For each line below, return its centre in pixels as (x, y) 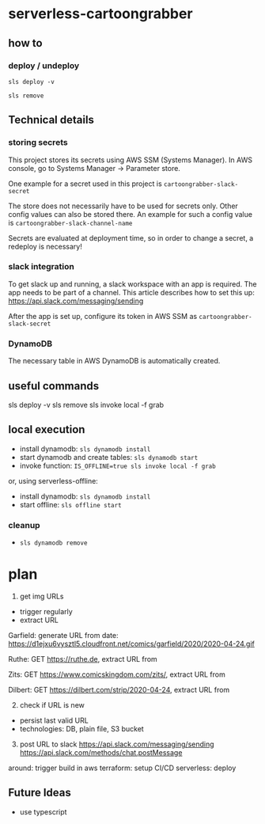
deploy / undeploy (44, 66)
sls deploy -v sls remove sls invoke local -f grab (86, 404)
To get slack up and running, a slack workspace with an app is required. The (132, 284)
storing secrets (38, 142)
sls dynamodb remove (53, 543)
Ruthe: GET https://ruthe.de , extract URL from (83, 659)
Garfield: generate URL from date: (63, 636)
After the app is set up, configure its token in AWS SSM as (103, 316)
